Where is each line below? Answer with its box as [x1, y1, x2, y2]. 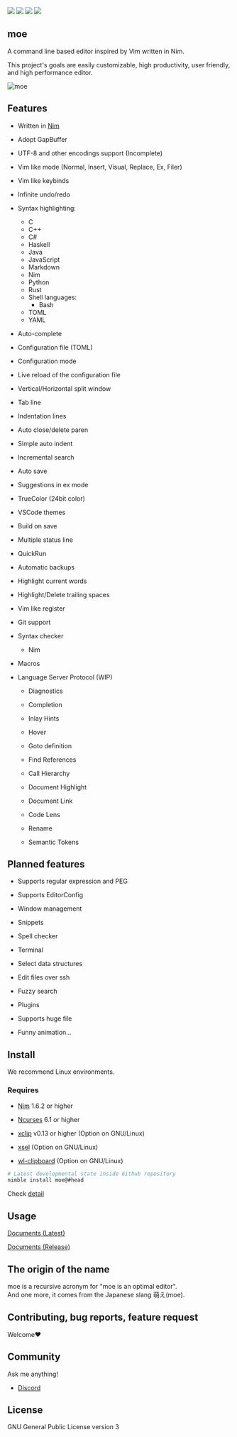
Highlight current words [17, 577, 87, 585]
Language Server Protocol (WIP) [17, 672, 113, 681]
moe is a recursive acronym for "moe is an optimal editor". [7, 1282, 177, 1290]
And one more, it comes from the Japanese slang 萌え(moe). [7, 1290, 185, 1299]
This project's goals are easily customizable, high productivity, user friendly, [7, 60, 231, 69]
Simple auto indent [17, 439, 73, 448]
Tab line [17, 398, 41, 406]
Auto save [17, 467, 48, 475]
